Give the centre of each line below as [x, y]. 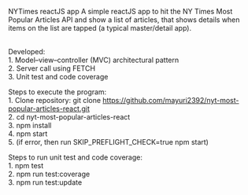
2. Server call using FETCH [52, 68]
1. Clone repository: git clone [54, 100]
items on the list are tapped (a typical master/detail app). [100, 28]
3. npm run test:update [45, 182]
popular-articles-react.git [49, 109]
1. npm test [26, 166]
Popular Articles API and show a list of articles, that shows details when [124, 20]
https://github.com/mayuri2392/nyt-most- [170, 100]
